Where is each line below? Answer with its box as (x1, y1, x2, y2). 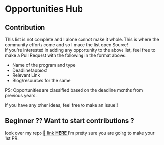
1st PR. (5, 135, 19, 141)
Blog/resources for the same (12, 78, 71, 83)
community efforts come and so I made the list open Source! (5, 42, 128, 48)
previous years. (5, 93, 37, 98)
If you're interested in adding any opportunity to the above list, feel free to (5, 47, 156, 53)
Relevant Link (12, 72, 40, 78)
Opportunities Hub (5, 3, 83, 15)
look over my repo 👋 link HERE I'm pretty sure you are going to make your (5, 130, 155, 136)
